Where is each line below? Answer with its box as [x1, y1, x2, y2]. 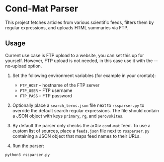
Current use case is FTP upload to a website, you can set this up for [5, 52, 144, 58]
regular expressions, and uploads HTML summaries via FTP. [5, 24, 129, 30]
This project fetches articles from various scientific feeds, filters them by [5, 19, 154, 25]
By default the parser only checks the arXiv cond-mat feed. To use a [12, 122, 151, 128]
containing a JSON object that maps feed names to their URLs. [12, 133, 141, 139]
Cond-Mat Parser [5, 3, 79, 14]
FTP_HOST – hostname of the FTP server [19, 82, 100, 88]
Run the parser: [12, 143, 44, 149]
